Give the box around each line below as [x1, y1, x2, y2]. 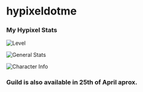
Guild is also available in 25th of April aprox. [6, 78, 138, 87]
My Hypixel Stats [6, 26, 57, 34]
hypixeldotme [6, 4, 77, 18]
